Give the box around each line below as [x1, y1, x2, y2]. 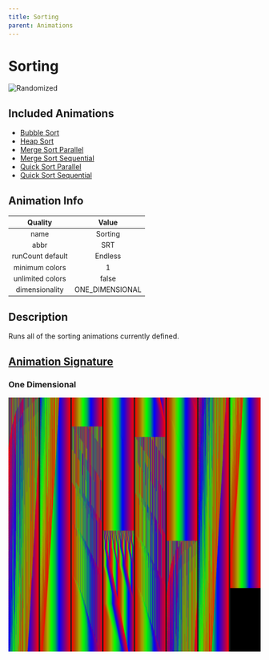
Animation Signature [8, 354, 114, 368]
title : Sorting [8, 13, 59, 21]
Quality [27, 217, 53, 227]
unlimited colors [13, 273, 66, 283]
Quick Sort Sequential [19, 171, 92, 180]
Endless [94, 251, 122, 261]
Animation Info [8, 193, 84, 208]
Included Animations [8, 107, 114, 120]
